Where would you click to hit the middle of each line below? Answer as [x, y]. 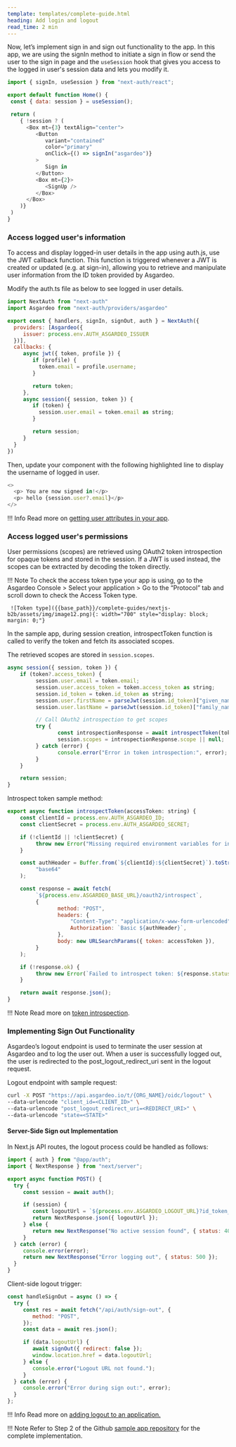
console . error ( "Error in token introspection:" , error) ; [143, 752]
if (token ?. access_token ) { [61, 675]
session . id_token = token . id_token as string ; [105, 694]
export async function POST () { [54, 1179]
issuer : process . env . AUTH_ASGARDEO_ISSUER [86, 334]
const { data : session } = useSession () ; [72, 102]
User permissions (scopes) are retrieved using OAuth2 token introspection [115, 552]
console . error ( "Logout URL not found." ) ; [94, 1368]
